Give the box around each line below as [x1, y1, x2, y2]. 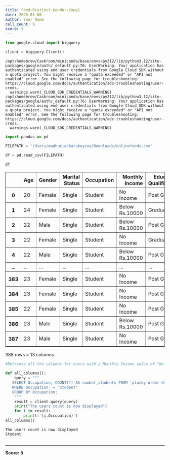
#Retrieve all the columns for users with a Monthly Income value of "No [5, 361, 164, 366]
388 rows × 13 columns [5, 352, 54, 358]
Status [64, 180, 80, 187]
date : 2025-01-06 [5, 12, 42, 17]
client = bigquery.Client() [5, 49, 65, 54]
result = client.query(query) [14, 399, 78, 404]
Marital [62, 173, 80, 180]
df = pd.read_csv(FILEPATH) [5, 152, 65, 158]
